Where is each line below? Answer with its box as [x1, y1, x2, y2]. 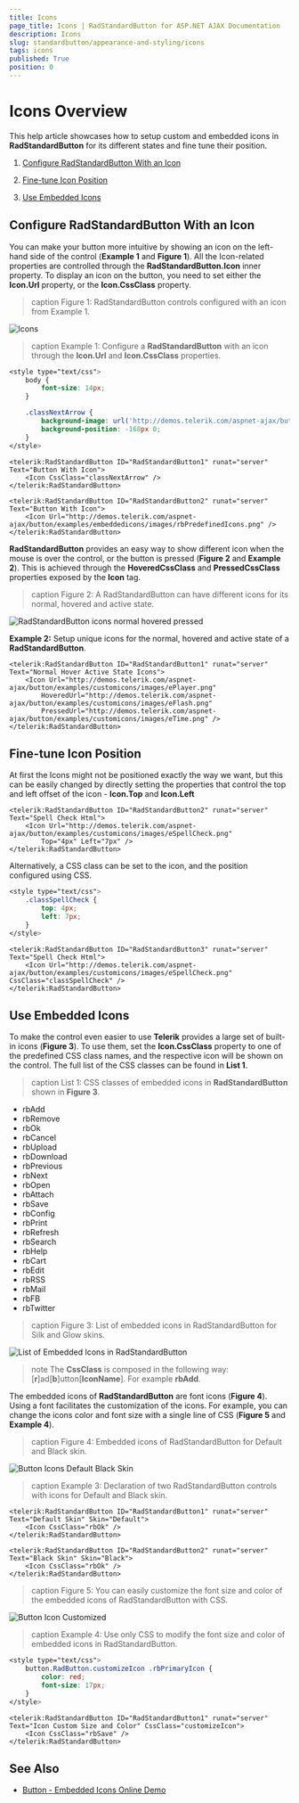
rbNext [21, 1170, 48, 1181]
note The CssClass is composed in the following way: [30, 1365, 230, 1375]
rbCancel [21, 1133, 56, 1143]
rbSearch [21, 1236, 57, 1248]
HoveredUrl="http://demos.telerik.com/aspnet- [41, 691, 217, 700]
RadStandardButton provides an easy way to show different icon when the [9, 543, 285, 553]
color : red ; [41, 1673, 86, 1682]
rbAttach [21, 1189, 55, 1200]
